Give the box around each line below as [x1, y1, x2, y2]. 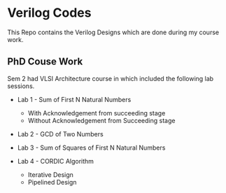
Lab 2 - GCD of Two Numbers [17, 129, 104, 138]
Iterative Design [27, 170, 73, 179]
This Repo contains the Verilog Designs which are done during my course [7, 28, 219, 36]
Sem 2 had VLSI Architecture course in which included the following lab [7, 74, 214, 83]
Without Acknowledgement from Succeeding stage [27, 116, 176, 124]
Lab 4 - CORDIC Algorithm [17, 157, 94, 165]
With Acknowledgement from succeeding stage [27, 108, 166, 117]
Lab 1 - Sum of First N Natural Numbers [17, 95, 132, 103]
